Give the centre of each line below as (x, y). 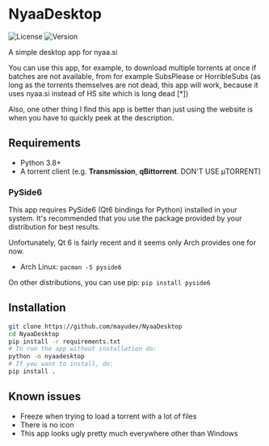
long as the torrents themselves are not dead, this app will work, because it (133, 85)
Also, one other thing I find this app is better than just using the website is (131, 109)
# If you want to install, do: (61, 364)
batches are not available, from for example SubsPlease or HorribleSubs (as (134, 76)
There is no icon (47, 424)
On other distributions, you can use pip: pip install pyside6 (109, 283)
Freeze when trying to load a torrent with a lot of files (108, 416)
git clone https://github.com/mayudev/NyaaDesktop (95, 326)
